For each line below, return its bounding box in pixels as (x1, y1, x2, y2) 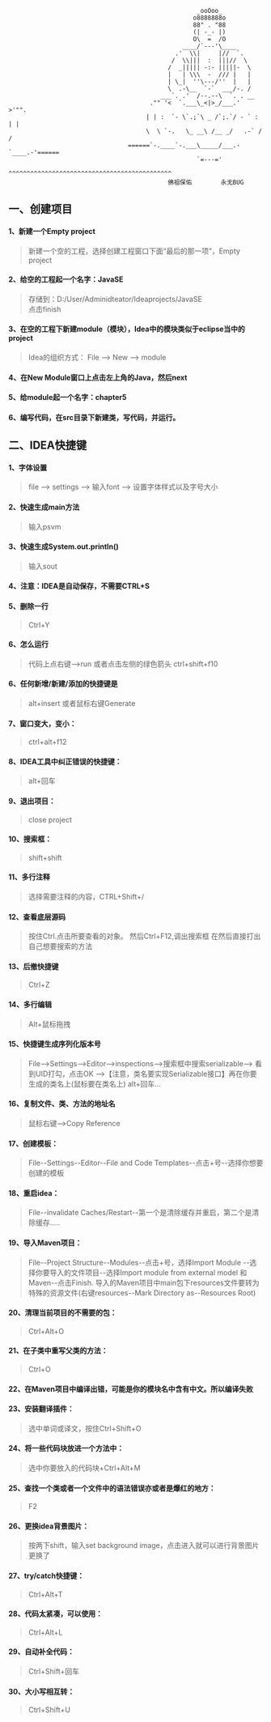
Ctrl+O (28, 1364, 51, 1375)
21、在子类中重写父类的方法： (8, 1346, 108, 1355)
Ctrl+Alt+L (28, 1627, 63, 1637)
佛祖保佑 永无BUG (167, 178, 244, 186)
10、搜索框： (8, 834, 53, 844)
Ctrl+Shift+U (28, 1705, 71, 1715)
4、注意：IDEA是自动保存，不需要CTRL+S (8, 581, 150, 591)
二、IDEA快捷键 (8, 439, 87, 453)
